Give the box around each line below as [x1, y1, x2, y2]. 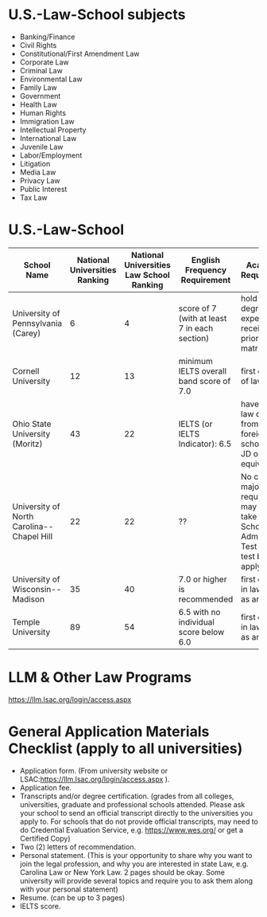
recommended [178, 594, 234, 605]
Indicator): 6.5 [178, 438, 232, 449]
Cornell [12, 365, 40, 376]
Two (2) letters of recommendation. [19, 842, 137, 852]
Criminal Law [19, 65, 64, 75]
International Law [19, 133, 77, 143]
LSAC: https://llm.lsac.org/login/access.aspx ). [19, 774, 170, 784]
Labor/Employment [19, 150, 83, 160]
